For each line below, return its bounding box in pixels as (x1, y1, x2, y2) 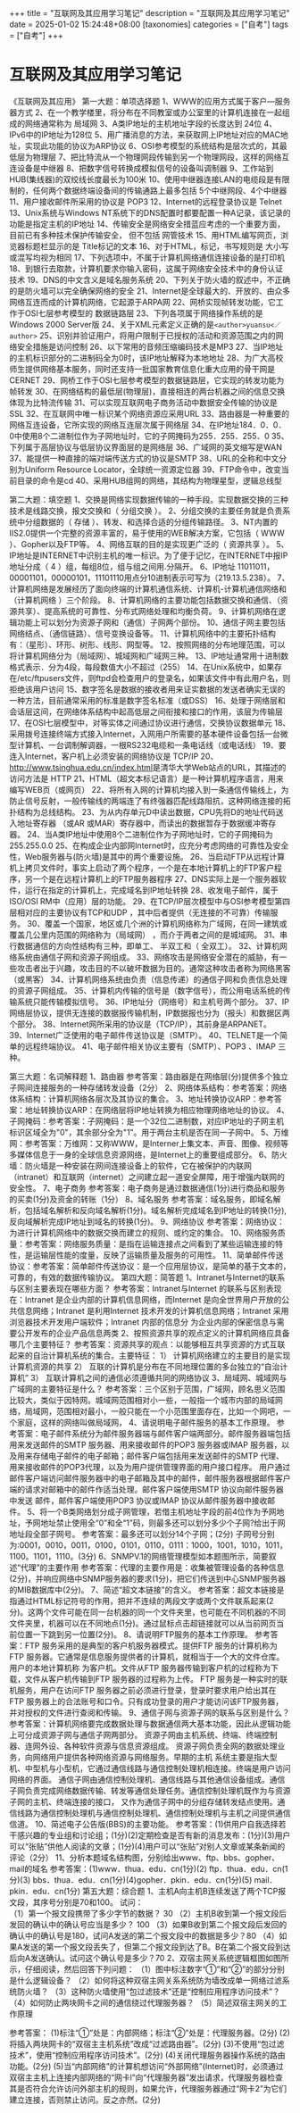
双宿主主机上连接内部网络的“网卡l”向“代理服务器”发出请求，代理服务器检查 (9, 2072, 284, 2083)
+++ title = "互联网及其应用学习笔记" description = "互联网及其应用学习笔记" (9, 8, 290, 18)
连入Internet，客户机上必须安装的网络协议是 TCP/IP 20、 (9, 751, 219, 761)
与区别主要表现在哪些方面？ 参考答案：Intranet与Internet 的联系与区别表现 (9, 1283, 282, 1294)
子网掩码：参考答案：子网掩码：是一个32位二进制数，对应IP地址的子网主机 (9, 1115, 284, 1127)
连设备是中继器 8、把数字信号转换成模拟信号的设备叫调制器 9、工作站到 (9, 162, 274, 173)
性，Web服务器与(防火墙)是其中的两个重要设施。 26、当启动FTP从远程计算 (9, 851, 286, 861)
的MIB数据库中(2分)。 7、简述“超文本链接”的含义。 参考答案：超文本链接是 (9, 1584, 285, 1595)
